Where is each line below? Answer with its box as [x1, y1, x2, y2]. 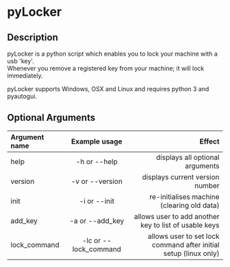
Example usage [71, 137, 123, 146]
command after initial [151, 240, 220, 249]
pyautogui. [7, 92, 38, 100]
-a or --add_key [69, 216, 125, 225]
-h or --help [75, 156, 118, 166]
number [194, 181, 220, 190]
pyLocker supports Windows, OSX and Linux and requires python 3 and [7, 85, 209, 93]
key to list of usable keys [140, 220, 220, 230]
